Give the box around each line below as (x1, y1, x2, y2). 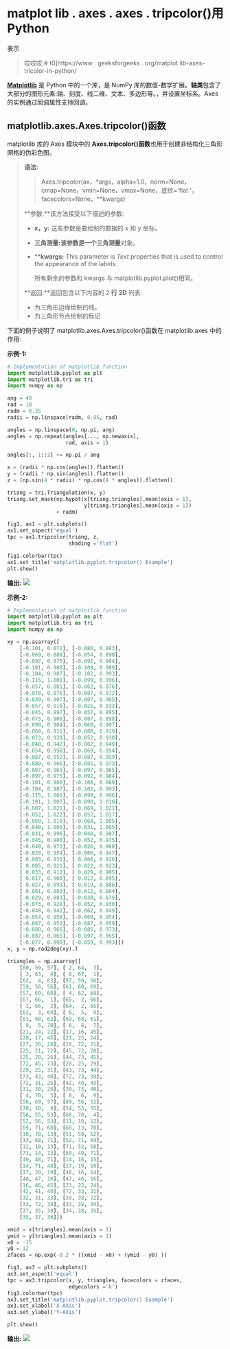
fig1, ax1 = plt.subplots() (7, 521, 88, 528)
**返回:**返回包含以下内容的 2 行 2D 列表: (23, 288, 143, 296)
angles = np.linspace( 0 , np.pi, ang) (7, 427, 115, 433)
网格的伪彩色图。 (7, 148, 56, 156)
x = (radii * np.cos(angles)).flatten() (7, 464, 125, 471)
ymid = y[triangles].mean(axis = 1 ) (7, 1232, 112, 1240)
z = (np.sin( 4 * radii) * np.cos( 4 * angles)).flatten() (7, 477, 174, 484)
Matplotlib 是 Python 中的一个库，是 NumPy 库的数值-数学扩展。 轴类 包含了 (7, 80, 221, 89)
